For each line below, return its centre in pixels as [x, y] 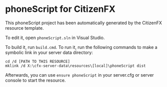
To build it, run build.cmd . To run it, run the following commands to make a [82, 47]
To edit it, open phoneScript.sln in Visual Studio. [55, 38]
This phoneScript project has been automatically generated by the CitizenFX [83, 23]
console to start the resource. [36, 80]
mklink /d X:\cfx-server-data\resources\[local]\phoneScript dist [76, 66]
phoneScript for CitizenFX [60, 9]
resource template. [24, 28]
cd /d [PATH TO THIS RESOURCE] [38, 61]
